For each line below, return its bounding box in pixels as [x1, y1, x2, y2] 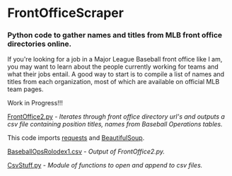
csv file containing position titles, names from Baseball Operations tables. [7, 120, 223, 129]
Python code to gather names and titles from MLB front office [7, 30, 223, 40]
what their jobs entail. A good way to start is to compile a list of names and [7, 70, 225, 78]
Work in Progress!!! [7, 99, 64, 107]
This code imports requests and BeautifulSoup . [7, 134, 145, 142]
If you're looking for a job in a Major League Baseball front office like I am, [7, 55, 223, 64]
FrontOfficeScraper [7, 5, 124, 21]
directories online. [7, 39, 72, 49]
